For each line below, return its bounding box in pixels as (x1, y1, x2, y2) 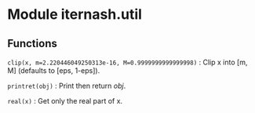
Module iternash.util (7, 5, 143, 24)
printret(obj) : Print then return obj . (7, 81, 126, 90)
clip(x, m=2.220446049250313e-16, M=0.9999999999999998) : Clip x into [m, (7, 57, 248, 67)
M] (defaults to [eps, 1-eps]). (7, 66, 100, 75)
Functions (7, 37, 58, 50)
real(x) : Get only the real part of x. (7, 97, 123, 105)
